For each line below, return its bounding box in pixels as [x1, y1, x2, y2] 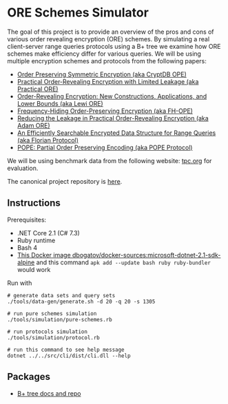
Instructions [7, 198, 61, 209]
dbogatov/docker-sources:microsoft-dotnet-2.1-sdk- [72, 251, 221, 259]
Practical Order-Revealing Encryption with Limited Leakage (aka [17, 77, 199, 85]
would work [17, 265, 51, 273]
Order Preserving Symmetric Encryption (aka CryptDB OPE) [17, 70, 187, 78]
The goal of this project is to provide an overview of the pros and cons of [7, 28, 215, 36]
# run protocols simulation [7, 328, 88, 335]
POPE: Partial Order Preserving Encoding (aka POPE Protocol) [17, 143, 193, 151]
